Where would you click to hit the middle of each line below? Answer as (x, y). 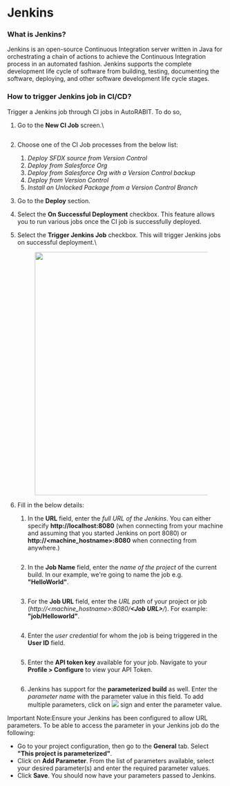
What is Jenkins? (37, 35)
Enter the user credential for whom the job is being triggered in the (122, 635)
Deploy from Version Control (68, 180)
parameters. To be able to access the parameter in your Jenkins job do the (113, 725)
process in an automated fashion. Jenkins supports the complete (99, 64)
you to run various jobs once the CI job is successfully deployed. (109, 221)
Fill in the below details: (50, 505)
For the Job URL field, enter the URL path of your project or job (117, 601)
